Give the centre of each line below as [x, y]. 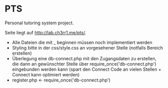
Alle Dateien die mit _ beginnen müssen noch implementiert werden [82, 42]
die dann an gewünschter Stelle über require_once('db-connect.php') [84, 64]
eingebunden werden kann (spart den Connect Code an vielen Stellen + [87, 69]
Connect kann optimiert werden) [46, 74]
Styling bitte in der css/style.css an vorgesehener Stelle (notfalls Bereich [88, 48]
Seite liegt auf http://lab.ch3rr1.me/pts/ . [46, 32]
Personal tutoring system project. [39, 23]
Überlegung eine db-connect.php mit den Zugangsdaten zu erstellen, [84, 58]
